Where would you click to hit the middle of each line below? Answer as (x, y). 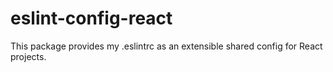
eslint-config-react (91, 18)
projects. (28, 56)
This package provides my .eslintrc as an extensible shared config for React (166, 46)
